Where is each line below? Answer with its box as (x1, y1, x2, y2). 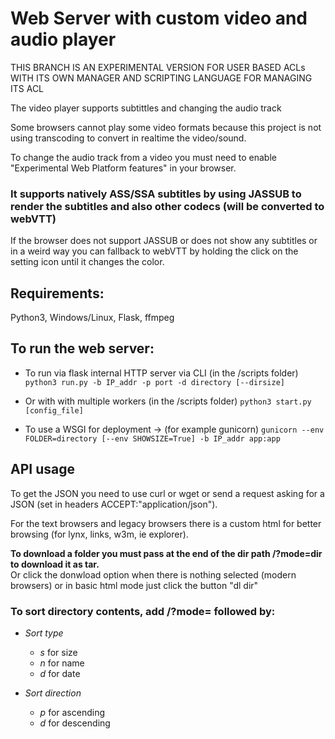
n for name (39, 657, 85, 669)
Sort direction (24, 687, 82, 699)
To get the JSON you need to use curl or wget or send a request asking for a (10, 487, 325, 499)
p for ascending (39, 706, 106, 718)
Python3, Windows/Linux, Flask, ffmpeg (10, 312, 175, 324)
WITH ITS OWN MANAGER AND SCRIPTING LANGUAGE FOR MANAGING (10, 72, 313, 84)
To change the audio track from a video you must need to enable (10, 151, 277, 163)
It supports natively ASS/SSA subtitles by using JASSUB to (10, 187, 302, 201)
